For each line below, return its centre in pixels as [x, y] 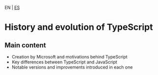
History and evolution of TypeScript [79, 27]
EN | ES [12, 8]
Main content [25, 45]
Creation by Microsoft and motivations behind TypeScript [70, 57]
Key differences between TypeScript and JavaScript [64, 62]
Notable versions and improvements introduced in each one [72, 67]
